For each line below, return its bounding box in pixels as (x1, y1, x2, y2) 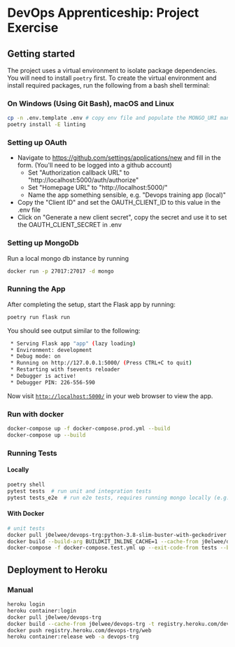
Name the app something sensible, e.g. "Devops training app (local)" (27, 191, 226, 199)
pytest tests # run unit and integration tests (7, 487, 152, 495)
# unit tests (7, 524, 45, 532)
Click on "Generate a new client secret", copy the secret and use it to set (17, 213, 227, 222)
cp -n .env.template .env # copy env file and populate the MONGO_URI (7, 114, 218, 122)
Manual (7, 585, 34, 594)
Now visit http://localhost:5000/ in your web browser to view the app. (7, 391, 213, 400)
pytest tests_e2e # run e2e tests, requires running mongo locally (7, 494, 211, 501)
